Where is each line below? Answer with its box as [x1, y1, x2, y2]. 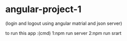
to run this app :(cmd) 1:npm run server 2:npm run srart [5, 30, 122, 36]
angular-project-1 [5, 4, 82, 15]
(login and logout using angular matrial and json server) [5, 20, 122, 26]
